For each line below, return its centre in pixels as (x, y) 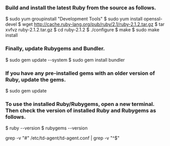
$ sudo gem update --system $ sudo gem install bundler (65, 60)
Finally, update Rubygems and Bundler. (55, 49)
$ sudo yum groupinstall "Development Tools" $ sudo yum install (74, 19)
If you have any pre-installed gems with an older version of (80, 73)
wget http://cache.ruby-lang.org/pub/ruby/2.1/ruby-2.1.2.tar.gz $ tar (93, 24)
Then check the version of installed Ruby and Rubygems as (81, 111)
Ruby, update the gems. (36, 80)
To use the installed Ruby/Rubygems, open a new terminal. (80, 104)
